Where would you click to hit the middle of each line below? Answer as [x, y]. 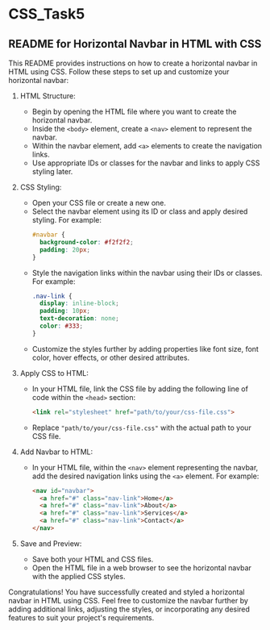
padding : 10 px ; [65, 311]
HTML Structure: [48, 96]
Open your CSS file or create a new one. [99, 203]
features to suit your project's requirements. [81, 617]
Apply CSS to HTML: [54, 373]
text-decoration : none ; [79, 319]
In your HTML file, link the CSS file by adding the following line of [140, 389]
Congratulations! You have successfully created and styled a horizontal [127, 592]
